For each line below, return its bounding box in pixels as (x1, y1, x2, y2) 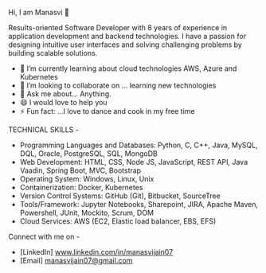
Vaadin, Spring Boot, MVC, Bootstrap (19, 166, 142, 175)
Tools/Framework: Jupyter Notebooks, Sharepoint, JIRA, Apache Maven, (19, 200, 259, 209)
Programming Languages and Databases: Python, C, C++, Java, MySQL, (19, 140, 258, 150)
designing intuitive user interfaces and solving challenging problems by (8, 40, 243, 49)
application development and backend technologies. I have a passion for (8, 32, 247, 41)
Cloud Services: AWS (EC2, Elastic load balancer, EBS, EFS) (19, 216, 217, 226)
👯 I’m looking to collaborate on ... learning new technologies (19, 80, 217, 90)
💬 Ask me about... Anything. (19, 89, 111, 99)
